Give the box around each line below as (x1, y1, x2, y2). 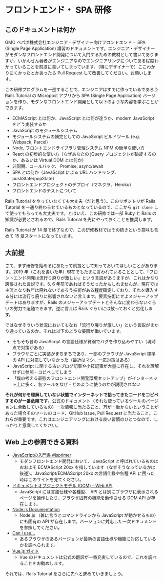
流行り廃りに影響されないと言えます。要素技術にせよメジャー (21, 293, 145, 299)
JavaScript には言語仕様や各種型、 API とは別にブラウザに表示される (19, 488, 159, 494)
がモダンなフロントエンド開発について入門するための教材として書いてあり (5, 52, 155, 57)
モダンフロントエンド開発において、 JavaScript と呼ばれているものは (19, 458, 159, 464)
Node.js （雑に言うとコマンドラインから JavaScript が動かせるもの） (19, 512, 159, 518)
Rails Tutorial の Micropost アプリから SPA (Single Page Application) (5, 93, 142, 98)
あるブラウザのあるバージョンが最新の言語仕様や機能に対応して (19, 535, 148, 541)
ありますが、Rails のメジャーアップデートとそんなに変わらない (21, 299, 148, 305)
